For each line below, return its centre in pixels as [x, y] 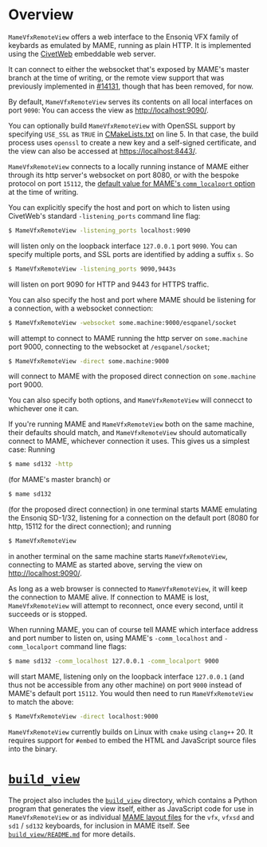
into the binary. [33, 749]
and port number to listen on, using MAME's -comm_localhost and [116, 638]
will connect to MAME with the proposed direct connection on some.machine [132, 376]
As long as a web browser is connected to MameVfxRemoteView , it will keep [128, 589]
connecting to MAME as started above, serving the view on [106, 565]
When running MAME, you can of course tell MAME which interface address [133, 630]
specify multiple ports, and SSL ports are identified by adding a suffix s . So [131, 254]
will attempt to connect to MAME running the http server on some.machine [128, 338]
